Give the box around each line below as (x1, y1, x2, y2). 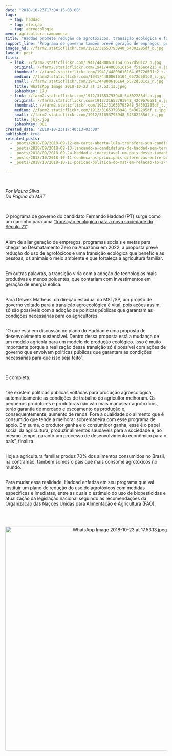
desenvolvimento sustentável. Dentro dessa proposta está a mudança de (5, 333, 160, 339)
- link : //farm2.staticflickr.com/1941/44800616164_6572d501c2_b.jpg (10, 60, 161, 65)
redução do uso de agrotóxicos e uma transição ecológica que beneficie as (5, 249, 165, 256)
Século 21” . (5, 224, 29, 230)
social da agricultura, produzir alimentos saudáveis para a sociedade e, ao (5, 427, 162, 433)
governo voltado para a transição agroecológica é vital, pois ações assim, (5, 302, 161, 308)
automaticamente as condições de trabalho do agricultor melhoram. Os (5, 395, 156, 401)
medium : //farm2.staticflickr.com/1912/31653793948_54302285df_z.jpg (14, 108, 166, 113)
